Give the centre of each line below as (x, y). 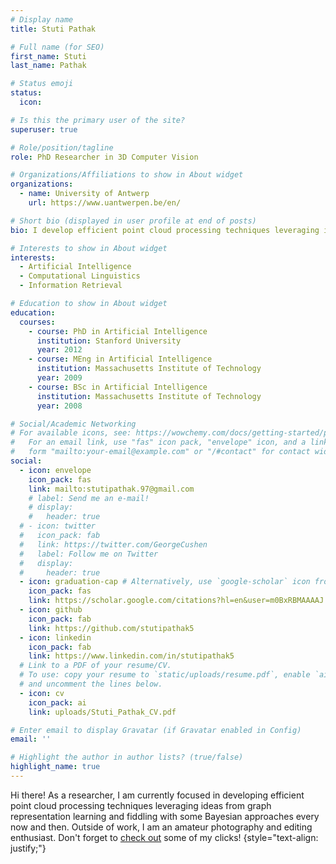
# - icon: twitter (58, 526)
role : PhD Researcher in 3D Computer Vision (104, 157)
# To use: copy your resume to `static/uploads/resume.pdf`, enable (165, 675)
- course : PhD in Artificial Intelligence (118, 331)
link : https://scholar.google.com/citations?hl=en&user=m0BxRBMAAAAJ (176, 601)
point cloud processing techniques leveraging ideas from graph (141, 805)
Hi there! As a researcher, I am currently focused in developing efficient (157, 795)
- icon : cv (42, 693)
